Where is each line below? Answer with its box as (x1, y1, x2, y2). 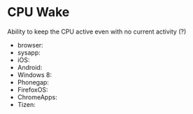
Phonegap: (17, 78, 49, 86)
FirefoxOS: (17, 85, 48, 94)
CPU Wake (7, 4, 70, 20)
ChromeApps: (17, 92, 57, 101)
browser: (17, 41, 43, 49)
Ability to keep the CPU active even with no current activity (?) (7, 27, 187, 36)
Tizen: (17, 100, 36, 108)
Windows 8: (17, 71, 52, 79)
